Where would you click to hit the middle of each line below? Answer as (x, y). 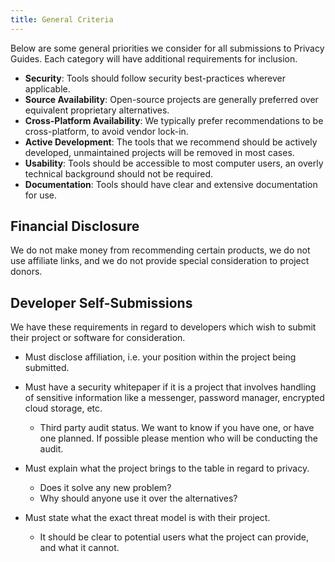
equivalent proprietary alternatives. (97, 110)
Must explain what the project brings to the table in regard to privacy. (167, 468)
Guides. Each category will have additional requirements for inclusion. (154, 58)
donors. (26, 272)
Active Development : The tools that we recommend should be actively (171, 142)
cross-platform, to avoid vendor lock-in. (106, 131)
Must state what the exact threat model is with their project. (147, 518)
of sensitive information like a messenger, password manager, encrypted (174, 398)
